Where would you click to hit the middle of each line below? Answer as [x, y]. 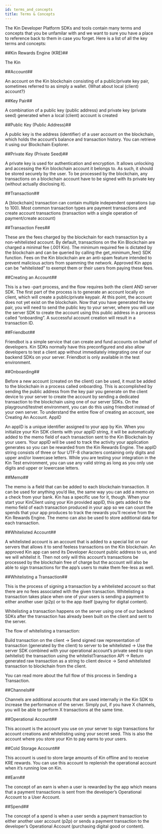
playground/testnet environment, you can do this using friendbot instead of [80, 407]
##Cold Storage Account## [32, 748]
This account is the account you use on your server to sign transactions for [80, 728]
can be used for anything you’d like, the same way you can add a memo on [80, 492]
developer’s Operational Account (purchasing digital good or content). [75, 826]
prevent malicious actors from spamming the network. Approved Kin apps [79, 263]
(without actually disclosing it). [36, 184]
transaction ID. [20, 323]
